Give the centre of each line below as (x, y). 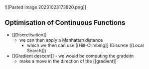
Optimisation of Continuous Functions (65, 23)
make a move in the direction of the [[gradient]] (68, 61)
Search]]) (37, 50)
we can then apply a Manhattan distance (61, 40)
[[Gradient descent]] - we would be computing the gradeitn (73, 56)
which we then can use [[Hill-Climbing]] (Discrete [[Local (85, 45)
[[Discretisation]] (29, 35)
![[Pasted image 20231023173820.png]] (46, 7)
